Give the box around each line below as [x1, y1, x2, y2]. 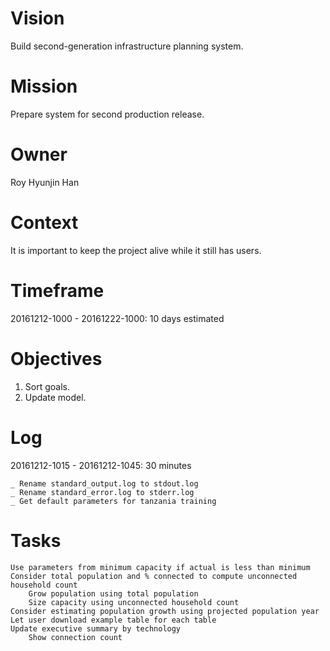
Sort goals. [24, 380, 70, 392]
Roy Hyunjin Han [10, 176, 80, 188]
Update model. [24, 391, 87, 403]
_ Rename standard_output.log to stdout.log [10, 478, 199, 489]
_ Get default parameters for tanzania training [10, 496, 217, 506]
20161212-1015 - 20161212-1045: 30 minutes [10, 459, 192, 471]
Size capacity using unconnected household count [28, 597, 240, 607]
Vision [10, 7, 65, 30]
